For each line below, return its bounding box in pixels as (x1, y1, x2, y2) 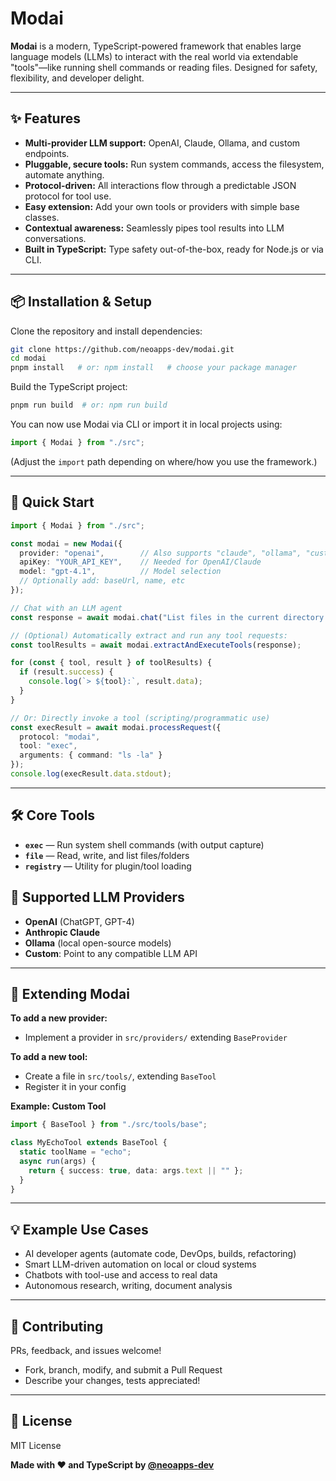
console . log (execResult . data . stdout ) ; (10, 769, 172, 779)
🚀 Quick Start (10, 494, 95, 511)
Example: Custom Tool (10, 1100, 107, 1112)
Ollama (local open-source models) (24, 937, 172, 949)
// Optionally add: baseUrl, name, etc (19, 576, 186, 586)
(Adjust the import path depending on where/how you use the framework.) (10, 455, 318, 467)
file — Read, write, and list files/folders (24, 849, 190, 861)
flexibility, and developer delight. (10, 72, 145, 84)
